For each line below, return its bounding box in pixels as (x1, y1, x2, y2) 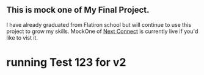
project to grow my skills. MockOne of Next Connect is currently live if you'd (6, 27, 199, 35)
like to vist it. (6, 34, 38, 41)
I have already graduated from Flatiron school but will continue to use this (6, 21, 191, 28)
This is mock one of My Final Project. (6, 5, 150, 15)
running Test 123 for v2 (6, 55, 126, 69)
